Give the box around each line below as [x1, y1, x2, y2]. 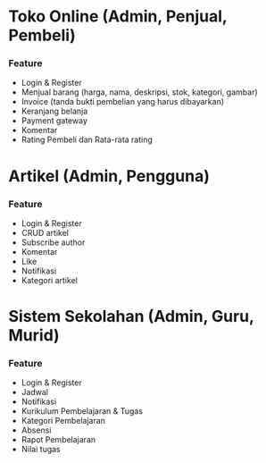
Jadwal [21, 387, 48, 398]
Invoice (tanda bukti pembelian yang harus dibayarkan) [21, 97, 225, 107]
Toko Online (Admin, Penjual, [8, 6, 228, 27]
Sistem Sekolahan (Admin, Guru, [8, 307, 254, 327]
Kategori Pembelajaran [21, 416, 106, 426]
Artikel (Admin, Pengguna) [8, 165, 211, 186]
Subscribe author [21, 237, 86, 248]
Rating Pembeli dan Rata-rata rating [21, 134, 154, 145]
